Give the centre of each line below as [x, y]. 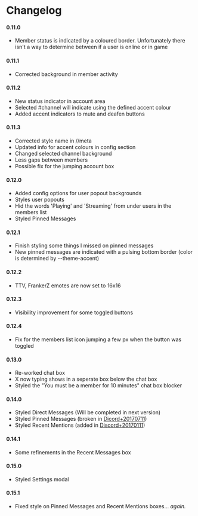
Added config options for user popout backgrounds [78, 193]
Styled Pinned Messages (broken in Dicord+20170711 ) [81, 419]
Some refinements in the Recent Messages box [73, 452]
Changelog [34, 10]
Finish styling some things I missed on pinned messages [84, 245]
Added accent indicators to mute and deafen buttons [80, 114]
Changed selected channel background [63, 154]
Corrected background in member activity [66, 74]
